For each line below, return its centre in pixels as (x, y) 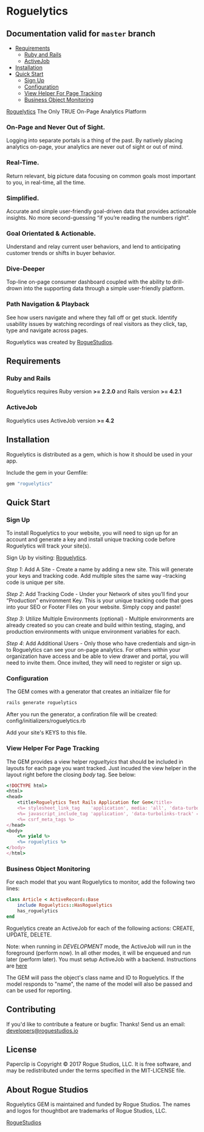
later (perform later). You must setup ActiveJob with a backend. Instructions (101, 959)
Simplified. (23, 198)
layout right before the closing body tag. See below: (71, 774)
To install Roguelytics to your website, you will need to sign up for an (92, 533)
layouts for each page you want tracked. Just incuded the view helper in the (101, 768)
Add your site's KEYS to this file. (46, 733)
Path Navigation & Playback (48, 304)
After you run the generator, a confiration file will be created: (82, 714)
